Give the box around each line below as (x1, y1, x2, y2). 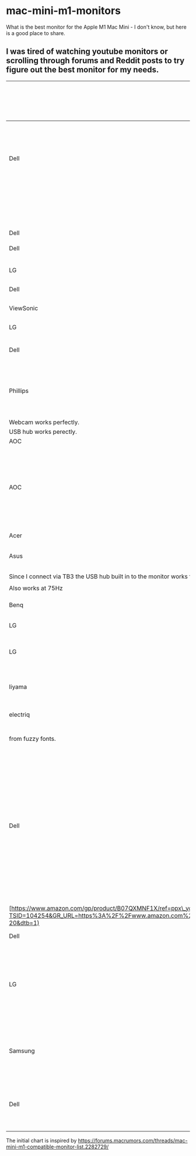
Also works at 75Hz (9, 584, 63, 592)
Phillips (9, 387, 29, 395)
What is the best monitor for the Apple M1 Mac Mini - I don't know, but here (6, 23, 187, 30)
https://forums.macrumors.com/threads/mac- (78, 1137, 188, 1144)
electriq (9, 710, 30, 719)
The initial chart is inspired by (6, 1137, 77, 1144)
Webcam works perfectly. (9, 418, 80, 426)
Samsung (9, 1047, 35, 1055)
